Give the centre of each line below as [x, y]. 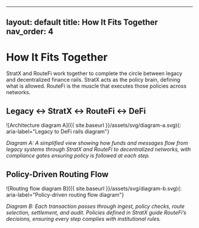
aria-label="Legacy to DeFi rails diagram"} [58, 131]
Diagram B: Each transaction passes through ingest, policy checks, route [95, 206]
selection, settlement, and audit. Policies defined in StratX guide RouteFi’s [96, 212]
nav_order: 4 [30, 32]
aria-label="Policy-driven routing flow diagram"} [65, 195]
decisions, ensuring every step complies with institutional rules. [84, 219]
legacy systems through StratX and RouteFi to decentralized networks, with [99, 149]
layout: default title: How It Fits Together [82, 22]
